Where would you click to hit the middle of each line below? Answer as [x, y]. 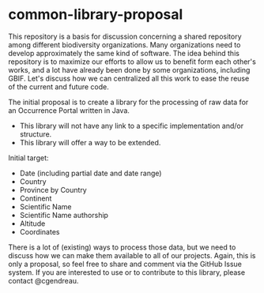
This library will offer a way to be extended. [90, 142]
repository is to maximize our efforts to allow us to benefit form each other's [132, 62]
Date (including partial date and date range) [91, 173]
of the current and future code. [58, 86]
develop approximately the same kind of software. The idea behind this [124, 53]
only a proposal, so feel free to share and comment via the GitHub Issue [125, 264]
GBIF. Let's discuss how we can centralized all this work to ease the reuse [129, 78]
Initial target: [28, 158]
